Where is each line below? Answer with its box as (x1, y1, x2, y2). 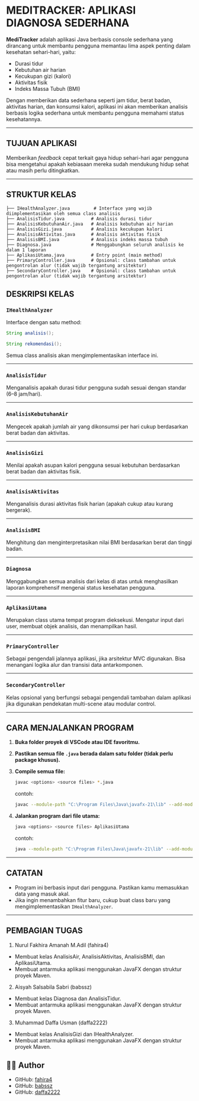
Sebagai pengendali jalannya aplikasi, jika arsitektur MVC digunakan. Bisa (6, 655, 185, 662)
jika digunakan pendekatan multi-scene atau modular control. (6, 700, 156, 707)
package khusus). (14, 757, 60, 764)
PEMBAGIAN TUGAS (6, 926, 83, 936)
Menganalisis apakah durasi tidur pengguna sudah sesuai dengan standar (6, 384, 187, 391)
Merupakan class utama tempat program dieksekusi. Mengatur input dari (6, 616, 184, 624)
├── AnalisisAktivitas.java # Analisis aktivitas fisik (6, 231, 161, 238)
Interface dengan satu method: (6, 319, 82, 326)
